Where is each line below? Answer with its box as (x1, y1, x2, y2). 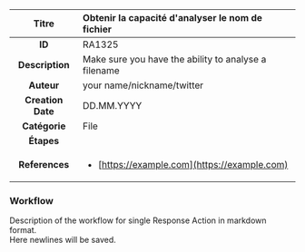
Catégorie (22, 120, 66, 132)
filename (83, 64, 120, 76)
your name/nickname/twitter (83, 79, 204, 92)
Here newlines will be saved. (9, 235, 116, 246)
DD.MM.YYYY (83, 100, 143, 111)
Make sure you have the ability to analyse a (83, 53, 267, 65)
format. (9, 225, 37, 236)
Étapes (28, 135, 60, 147)
